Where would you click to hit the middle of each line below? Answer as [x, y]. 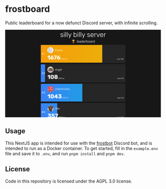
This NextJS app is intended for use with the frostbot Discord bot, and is [79, 143]
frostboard [28, 9]
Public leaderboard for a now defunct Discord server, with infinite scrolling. [82, 23]
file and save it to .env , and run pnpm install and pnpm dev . [65, 153]
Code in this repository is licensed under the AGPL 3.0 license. [69, 181]
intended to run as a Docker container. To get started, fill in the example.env [82, 148]
